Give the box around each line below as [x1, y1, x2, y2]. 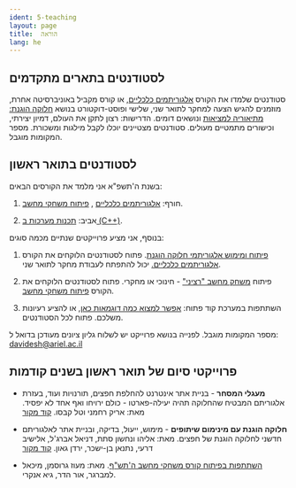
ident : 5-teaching [9, 12, 77, 22]
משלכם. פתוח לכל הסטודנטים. [21, 312, 124, 322]
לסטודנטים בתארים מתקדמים [9, 70, 165, 85]
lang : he [9, 37, 42, 47]
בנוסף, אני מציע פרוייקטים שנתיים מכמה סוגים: [9, 232, 164, 243]
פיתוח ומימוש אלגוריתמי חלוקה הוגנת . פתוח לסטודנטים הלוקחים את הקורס [21, 249, 269, 259]
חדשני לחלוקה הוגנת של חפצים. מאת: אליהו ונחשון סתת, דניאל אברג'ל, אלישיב [21, 433, 283, 444]
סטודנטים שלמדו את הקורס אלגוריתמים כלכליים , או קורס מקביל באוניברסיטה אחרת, [9, 94, 286, 105]
